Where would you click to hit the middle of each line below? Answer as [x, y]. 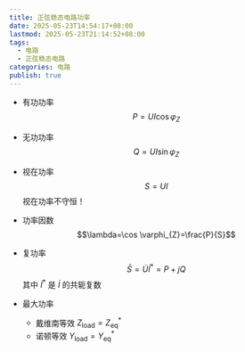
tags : [19, 42]
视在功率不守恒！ [53, 201]
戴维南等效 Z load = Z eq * [78, 323]
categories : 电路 [40, 68]
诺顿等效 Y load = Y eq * [75, 336]
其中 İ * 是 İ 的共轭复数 [61, 284]
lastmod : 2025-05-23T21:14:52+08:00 [77, 34]
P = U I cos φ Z [156, 117]
